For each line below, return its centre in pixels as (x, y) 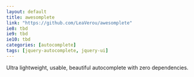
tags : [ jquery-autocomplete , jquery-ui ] (57, 51)
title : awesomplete (31, 17)
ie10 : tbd (19, 39)
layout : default (26, 12)
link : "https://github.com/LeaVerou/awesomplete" (69, 23)
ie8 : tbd (17, 28)
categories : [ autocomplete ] (41, 45)
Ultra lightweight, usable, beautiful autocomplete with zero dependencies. (97, 67)
